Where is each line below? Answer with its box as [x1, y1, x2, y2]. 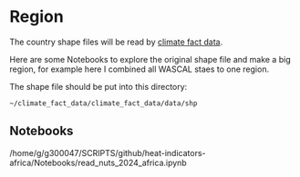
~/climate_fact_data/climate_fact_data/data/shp [9, 98, 198, 108]
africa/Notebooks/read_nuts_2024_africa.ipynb [9, 157, 187, 168]
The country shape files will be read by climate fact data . [9, 36, 223, 47]
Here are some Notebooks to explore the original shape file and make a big [9, 54, 291, 64]
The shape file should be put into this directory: [9, 81, 188, 92]
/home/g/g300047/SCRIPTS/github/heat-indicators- [9, 147, 207, 158]
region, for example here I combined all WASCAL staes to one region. [9, 64, 270, 74]
